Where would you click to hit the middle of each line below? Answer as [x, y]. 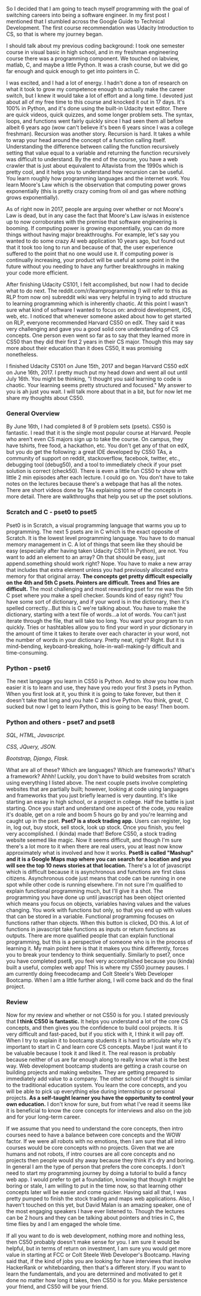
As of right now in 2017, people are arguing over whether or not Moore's [95, 209]
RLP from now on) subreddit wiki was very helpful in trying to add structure [99, 297]
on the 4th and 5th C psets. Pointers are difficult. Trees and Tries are [93, 582]
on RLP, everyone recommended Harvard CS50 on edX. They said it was [96, 323]
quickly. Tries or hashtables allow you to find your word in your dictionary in [100, 627]
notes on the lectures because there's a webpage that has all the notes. [95, 484]
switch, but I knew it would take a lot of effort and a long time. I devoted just [100, 96]
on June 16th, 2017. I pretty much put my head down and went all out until [97, 372]
